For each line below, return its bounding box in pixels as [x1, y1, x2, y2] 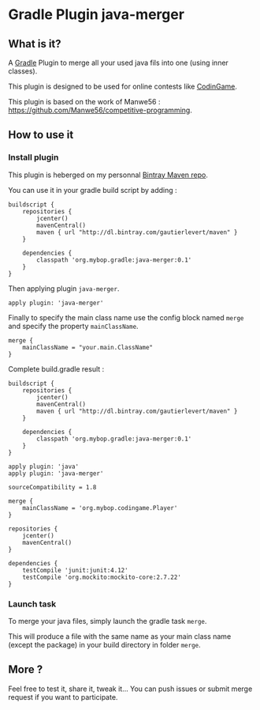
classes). [8, 66, 38, 76]
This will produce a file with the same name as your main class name [8, 631, 232, 641]
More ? [8, 663, 43, 677]
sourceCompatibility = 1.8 [8, 483, 97, 491]
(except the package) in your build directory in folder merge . [8, 640, 201, 649]
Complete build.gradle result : [8, 364, 105, 373]
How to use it [8, 128, 74, 142]
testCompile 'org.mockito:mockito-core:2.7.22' [22, 573, 181, 581]
